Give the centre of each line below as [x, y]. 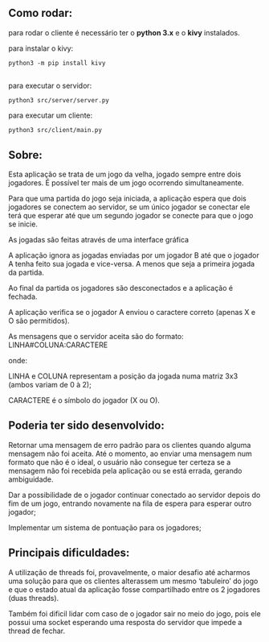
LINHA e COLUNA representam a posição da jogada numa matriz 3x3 [123, 376]
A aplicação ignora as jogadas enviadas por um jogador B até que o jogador [134, 255]
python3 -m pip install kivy [57, 63]
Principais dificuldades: [69, 553]
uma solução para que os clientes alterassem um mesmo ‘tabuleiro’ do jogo [133, 581]
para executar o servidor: [50, 86]
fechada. [23, 296]
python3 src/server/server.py [59, 101]
